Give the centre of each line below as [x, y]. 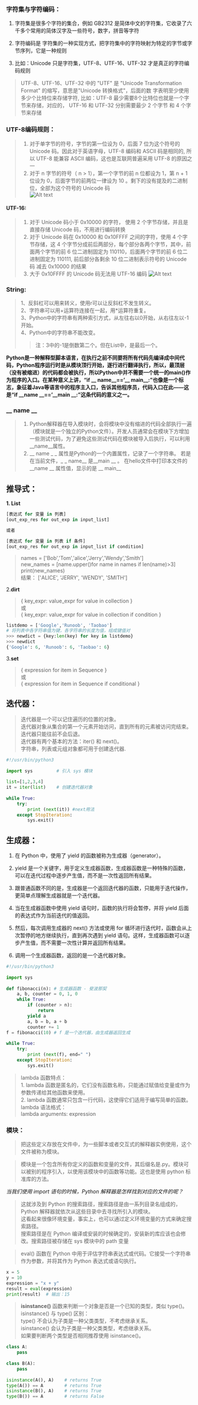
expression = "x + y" [33, 1283]
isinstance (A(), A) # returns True [54, 1380]
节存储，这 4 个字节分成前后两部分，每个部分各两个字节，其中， [108, 244]
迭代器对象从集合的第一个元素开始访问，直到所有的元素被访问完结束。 [106, 726]
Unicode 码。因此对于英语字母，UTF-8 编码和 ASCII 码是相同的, [107, 151]
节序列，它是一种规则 [40, 51]
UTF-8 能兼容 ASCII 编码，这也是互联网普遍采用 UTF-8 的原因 [112, 158]
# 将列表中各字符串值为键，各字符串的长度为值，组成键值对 [68, 631]
